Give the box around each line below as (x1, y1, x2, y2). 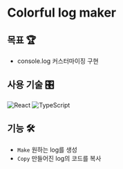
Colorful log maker (7, 5, 116, 21)
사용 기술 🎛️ (7, 79, 55, 91)
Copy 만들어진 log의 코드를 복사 (17, 154, 102, 162)
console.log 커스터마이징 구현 (17, 57, 99, 65)
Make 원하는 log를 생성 (17, 145, 77, 154)
